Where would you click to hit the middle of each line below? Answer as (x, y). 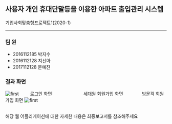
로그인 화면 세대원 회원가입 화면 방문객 (92, 94)
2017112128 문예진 (31, 67)
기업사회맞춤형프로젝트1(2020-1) (38, 23)
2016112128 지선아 (31, 61)
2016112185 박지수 (31, 54)
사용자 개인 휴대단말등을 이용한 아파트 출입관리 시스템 (84, 9)
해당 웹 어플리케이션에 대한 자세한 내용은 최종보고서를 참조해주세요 (72, 116)
